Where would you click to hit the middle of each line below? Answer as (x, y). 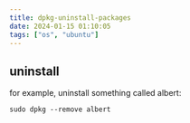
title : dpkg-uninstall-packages (70, 18)
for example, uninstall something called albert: (95, 93)
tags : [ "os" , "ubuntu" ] (54, 34)
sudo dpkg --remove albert (60, 109)
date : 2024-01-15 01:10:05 (60, 26)
